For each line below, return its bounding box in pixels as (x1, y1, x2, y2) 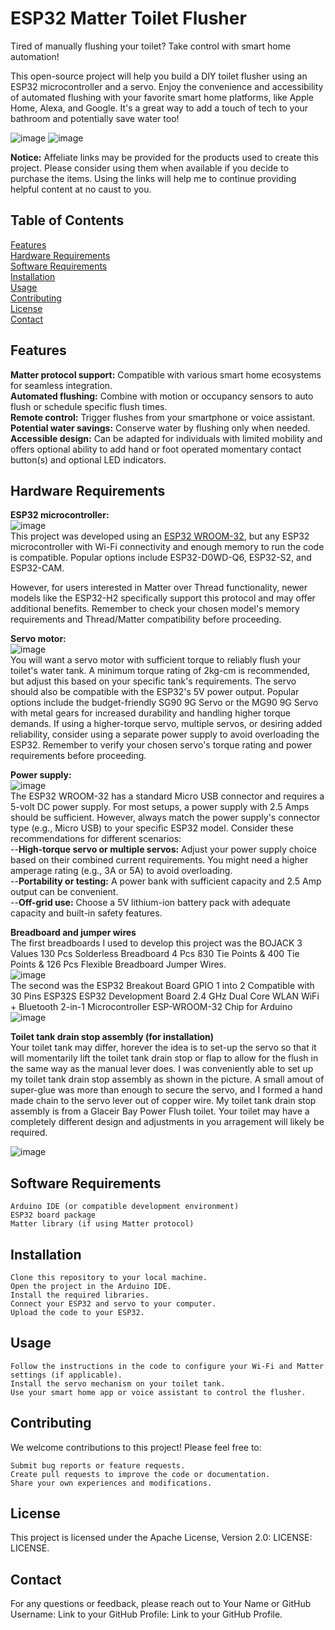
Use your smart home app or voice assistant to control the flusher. (10, 1387, 307, 1397)
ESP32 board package (10, 1210, 97, 1221)
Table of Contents (10, 212, 125, 229)
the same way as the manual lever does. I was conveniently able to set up (10, 1063, 314, 1075)
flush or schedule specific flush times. (10, 400, 168, 412)
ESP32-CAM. (10, 562, 65, 574)
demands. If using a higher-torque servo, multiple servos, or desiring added (10, 718, 323, 730)
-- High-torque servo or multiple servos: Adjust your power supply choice (10, 843, 317, 856)
